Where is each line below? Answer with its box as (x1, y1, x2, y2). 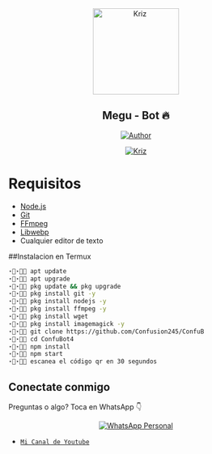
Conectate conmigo (8, 380, 111, 394)
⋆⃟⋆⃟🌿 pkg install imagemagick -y (8, 319, 125, 328)
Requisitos (8, 174, 82, 193)
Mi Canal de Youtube (19, 438, 90, 446)
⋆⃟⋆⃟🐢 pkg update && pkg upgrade (8, 282, 121, 290)
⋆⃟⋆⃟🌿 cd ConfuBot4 (8, 335, 74, 343)
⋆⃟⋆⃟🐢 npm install (8, 342, 70, 351)
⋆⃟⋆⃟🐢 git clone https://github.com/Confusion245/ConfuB (8, 328, 205, 336)
